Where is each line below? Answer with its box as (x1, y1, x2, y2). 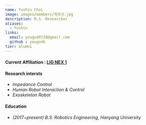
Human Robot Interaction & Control (12, 87, 85, 93)
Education (5, 103, 27, 109)
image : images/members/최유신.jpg (5, 12, 73, 17)
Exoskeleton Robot (12, 92, 51, 98)
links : (5, 30, 19, 35)
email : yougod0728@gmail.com (9, 35, 70, 40)
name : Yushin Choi (5, 7, 43, 12)
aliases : (5, 21, 23, 26)
